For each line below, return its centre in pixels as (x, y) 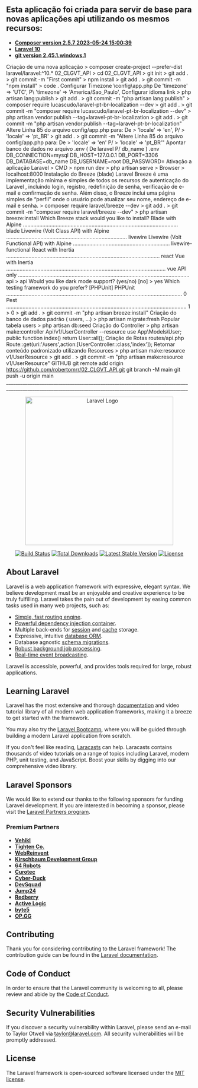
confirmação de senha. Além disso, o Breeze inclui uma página (98, 193)
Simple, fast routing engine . (48, 617)
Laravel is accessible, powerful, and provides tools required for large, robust (99, 666)
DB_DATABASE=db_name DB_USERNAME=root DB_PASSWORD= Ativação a (99, 161)
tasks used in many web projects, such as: (58, 605)
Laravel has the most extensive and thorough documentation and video (93, 705)
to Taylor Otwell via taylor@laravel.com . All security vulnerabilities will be (95, 1033)
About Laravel (33, 572)
